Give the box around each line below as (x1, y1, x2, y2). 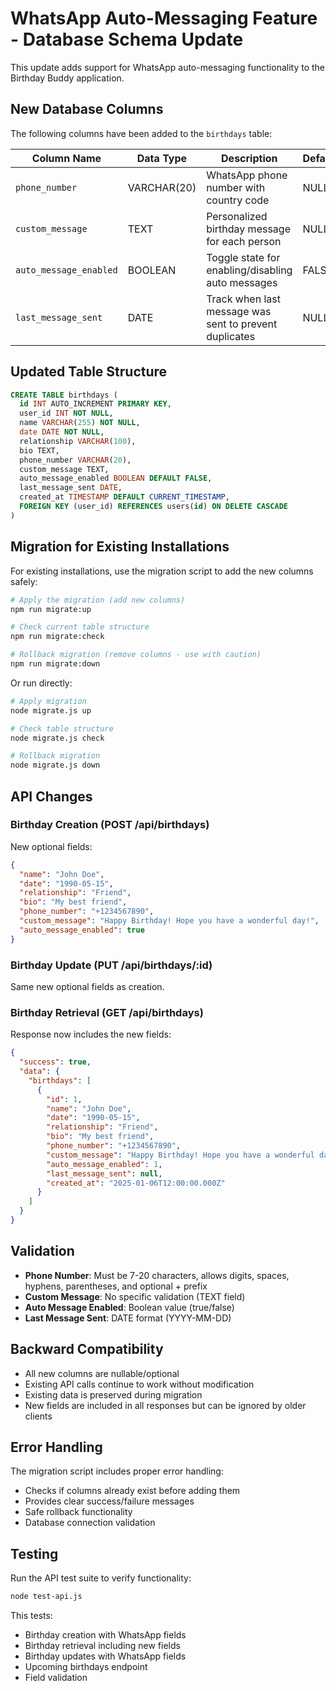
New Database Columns (10, 101, 164, 118)
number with (206, 180, 266, 194)
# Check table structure (10, 723, 114, 734)
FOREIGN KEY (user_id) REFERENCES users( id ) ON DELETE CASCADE (19, 502, 288, 512)
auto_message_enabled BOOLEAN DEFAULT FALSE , (19, 473, 213, 484)
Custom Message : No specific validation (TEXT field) (24, 1290, 246, 1302)
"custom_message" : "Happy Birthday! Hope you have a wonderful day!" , (19, 916, 320, 926)
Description (221, 151, 278, 165)
